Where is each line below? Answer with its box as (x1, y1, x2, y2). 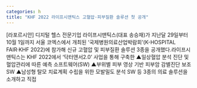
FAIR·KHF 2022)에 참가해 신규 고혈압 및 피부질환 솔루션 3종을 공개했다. (6, 45, 172, 53)
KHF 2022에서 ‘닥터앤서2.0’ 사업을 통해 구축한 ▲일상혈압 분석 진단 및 (26, 53, 189, 60)
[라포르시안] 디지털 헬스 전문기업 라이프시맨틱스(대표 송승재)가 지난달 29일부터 (6, 31, 189, 38)
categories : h (6, 8, 42, 15)
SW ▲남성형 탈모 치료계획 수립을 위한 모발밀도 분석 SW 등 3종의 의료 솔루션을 (6, 68, 188, 75)
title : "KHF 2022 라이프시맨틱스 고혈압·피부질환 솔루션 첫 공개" (6, 14, 149, 20)
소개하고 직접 (6, 75, 37, 83)
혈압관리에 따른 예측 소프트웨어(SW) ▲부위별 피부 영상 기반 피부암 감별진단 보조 (6, 60, 192, 68)
